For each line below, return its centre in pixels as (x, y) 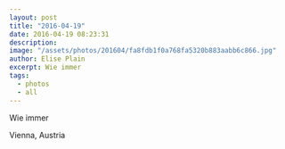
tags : (19, 76)
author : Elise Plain (48, 59)
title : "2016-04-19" (48, 26)
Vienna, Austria (37, 135)
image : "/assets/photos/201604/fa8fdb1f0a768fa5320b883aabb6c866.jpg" (143, 51)
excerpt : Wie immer (45, 68)
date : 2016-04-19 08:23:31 (59, 34)
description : (33, 42)
